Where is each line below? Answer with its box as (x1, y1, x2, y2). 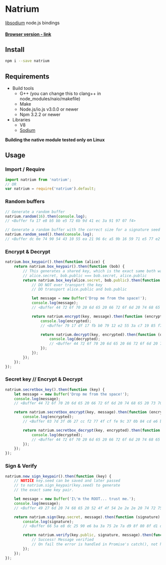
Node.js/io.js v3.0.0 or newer (19, 106, 79, 112)
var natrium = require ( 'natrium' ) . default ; (5, 186, 96, 191)
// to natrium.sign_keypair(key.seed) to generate (14, 483, 121, 488)
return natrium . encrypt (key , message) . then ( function (31, 314, 142, 319)
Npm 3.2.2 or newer (19, 112, 61, 118)
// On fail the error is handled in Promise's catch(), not (31, 542, 158, 547)
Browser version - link (5, 31, 51, 37)
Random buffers (5, 198, 45, 205)
